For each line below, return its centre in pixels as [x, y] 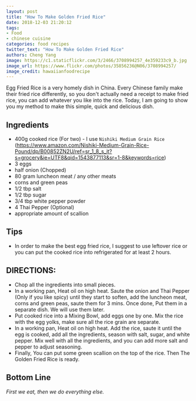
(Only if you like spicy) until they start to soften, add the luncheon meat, [101, 297]
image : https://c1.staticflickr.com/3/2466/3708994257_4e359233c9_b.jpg [97, 60]
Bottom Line [28, 378]
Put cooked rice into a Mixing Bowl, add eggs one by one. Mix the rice [99, 316]
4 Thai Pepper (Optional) [44, 208]
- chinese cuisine [28, 39]
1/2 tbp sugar [30, 195]
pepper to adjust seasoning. [48, 347]
